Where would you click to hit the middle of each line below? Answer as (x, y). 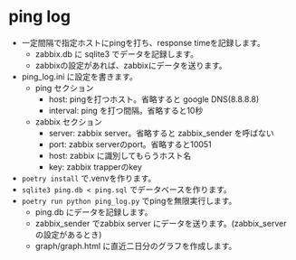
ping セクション (64, 88)
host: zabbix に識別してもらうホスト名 (120, 155)
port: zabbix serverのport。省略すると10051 (130, 144)
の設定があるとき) (68, 234)
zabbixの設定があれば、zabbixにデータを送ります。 (131, 65)
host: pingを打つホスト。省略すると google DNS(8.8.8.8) (154, 99)
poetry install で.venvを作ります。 (89, 178)
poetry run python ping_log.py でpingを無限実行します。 (129, 200)
